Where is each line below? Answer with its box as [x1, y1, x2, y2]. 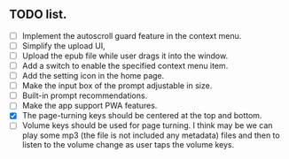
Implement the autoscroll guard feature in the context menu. [21, 30, 242, 41]
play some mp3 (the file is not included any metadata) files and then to [21, 130, 281, 140]
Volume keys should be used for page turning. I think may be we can [21, 120, 273, 131]
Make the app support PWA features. [21, 101, 158, 111]
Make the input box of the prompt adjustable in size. [21, 80, 213, 91]
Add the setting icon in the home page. [21, 71, 165, 81]
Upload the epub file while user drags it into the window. [21, 50, 229, 61]
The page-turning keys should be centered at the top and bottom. [21, 110, 262, 121]
